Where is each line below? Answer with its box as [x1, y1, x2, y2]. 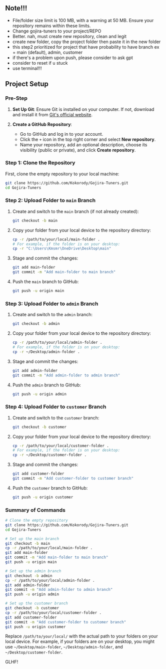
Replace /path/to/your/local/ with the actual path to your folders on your [5, 633, 158, 639]
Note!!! [5, 4, 27, 13]
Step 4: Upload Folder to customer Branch [5, 403, 106, 410]
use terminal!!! [12, 65, 42, 71]
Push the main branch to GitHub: [12, 279, 79, 285]
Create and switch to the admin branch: [12, 312, 93, 318]
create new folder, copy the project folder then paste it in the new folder [12, 39, 161, 45]
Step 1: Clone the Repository [5, 159, 75, 166]
